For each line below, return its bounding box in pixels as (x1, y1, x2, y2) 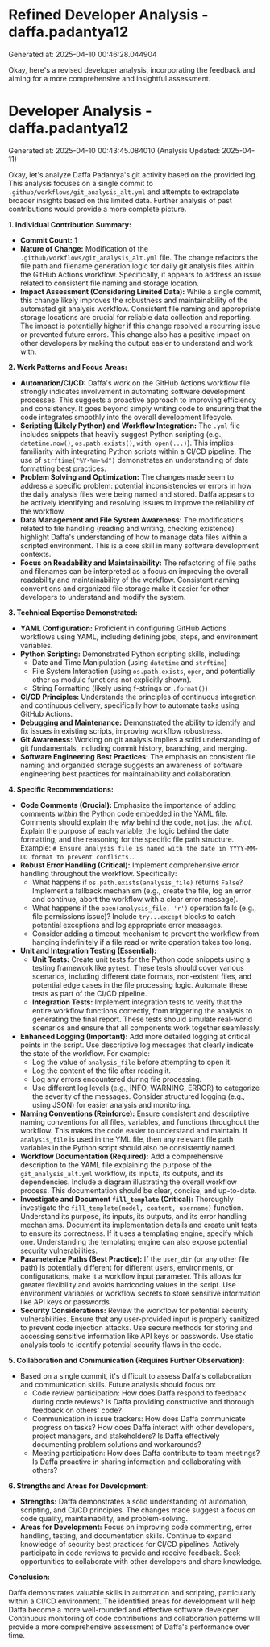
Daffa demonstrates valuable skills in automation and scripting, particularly (8, 1587, 256, 1597)
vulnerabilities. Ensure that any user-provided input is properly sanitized (19, 1314, 260, 1324)
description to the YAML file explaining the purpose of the (19, 1159, 212, 1170)
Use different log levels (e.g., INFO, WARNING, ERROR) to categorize (31, 1083, 260, 1092)
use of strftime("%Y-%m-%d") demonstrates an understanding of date (19, 455, 250, 464)
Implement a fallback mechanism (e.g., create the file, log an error (31, 885, 251, 896)
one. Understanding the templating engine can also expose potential (19, 1237, 247, 1246)
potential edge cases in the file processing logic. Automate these (31, 979, 248, 989)
